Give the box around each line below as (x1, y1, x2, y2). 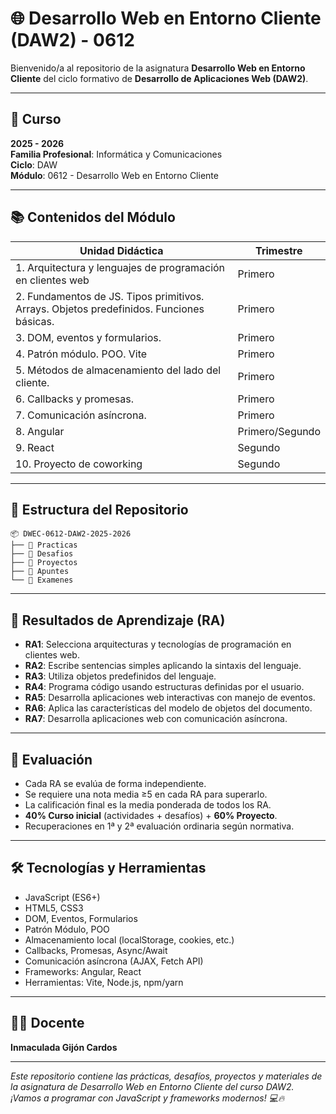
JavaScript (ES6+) (24, 891, 101, 903)
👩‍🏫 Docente (10, 1015, 85, 1032)
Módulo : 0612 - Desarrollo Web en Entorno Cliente (10, 169, 219, 181)
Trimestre (255, 243, 303, 257)
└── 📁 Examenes (10, 575, 74, 586)
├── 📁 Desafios (10, 549, 74, 559)
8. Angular (15, 424, 65, 438)
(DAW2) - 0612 (10, 29, 135, 52)
